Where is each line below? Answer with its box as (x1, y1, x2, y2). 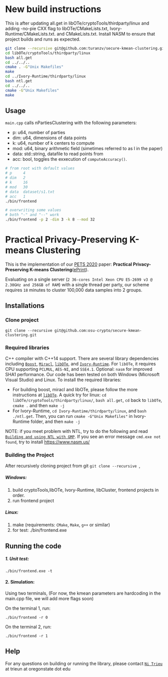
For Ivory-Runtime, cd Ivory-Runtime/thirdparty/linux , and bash (12, 408, 146, 414)
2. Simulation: (5, 579, 35, 585)
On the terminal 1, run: (5, 605, 51, 611)
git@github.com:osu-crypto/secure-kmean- (54, 328, 142, 333)
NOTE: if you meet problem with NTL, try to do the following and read (5, 428, 148, 434)
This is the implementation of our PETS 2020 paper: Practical (5, 261, 132, 267)
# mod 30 (5, 184, 28, 189)
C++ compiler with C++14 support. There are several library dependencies (5, 355, 159, 361)
